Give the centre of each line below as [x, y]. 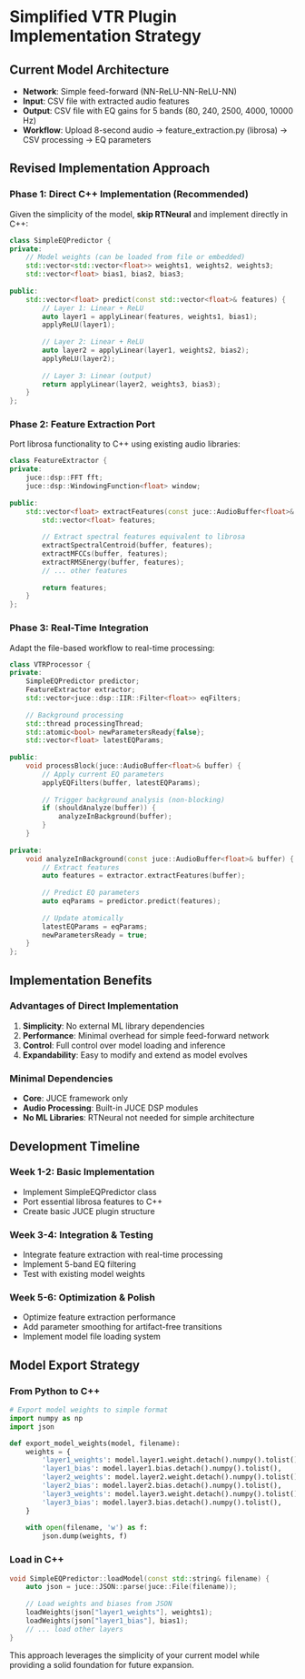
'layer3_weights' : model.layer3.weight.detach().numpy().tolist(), [172, 1493]
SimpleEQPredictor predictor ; [83, 681]
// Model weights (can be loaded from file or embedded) [136, 257]
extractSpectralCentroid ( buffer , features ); [128, 546]
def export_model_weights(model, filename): [95, 1443]
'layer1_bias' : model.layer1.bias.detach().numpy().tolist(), [162, 1469]
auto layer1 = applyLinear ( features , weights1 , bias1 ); [150, 317]
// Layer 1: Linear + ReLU [93, 308]
